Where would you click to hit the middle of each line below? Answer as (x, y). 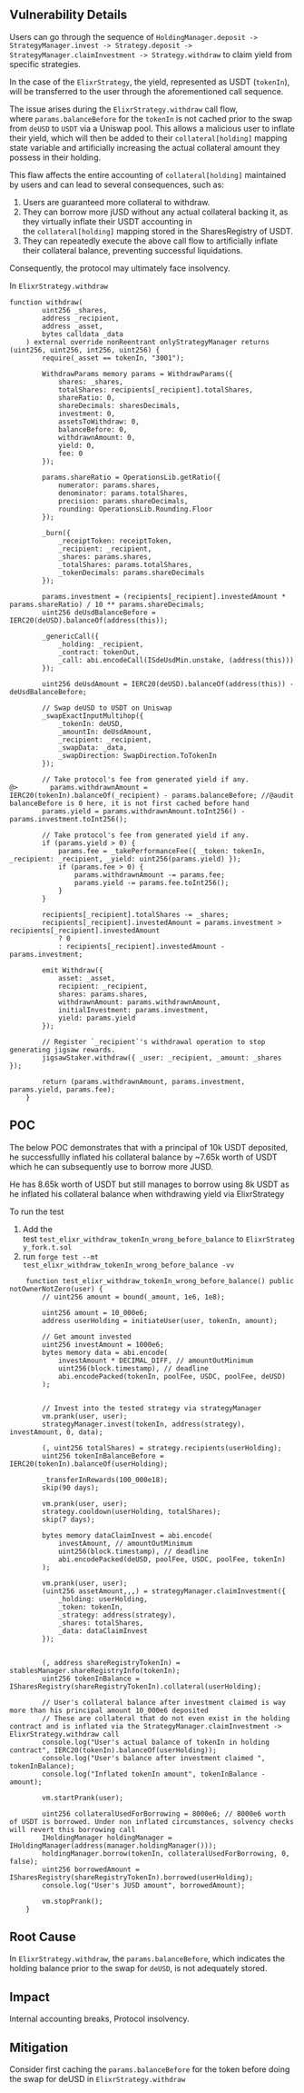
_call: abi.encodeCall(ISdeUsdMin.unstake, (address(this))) (176, 660)
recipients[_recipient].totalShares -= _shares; (136, 914)
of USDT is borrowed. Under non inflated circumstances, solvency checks (152, 1821)
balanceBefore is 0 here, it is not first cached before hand (129, 803)
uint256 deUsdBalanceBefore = (99, 613)
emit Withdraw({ (73, 970)
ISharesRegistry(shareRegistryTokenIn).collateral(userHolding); (135, 1686)
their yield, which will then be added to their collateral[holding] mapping (148, 138)
